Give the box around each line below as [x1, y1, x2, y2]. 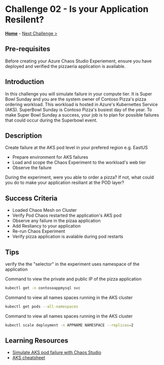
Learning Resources [5, 336, 68, 345]
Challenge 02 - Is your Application [5, 3, 149, 15]
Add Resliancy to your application [12, 223, 81, 229]
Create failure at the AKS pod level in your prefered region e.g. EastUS [5, 145, 148, 151]
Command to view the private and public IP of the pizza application [5, 276, 142, 282]
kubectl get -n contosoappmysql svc [5, 286, 81, 291]
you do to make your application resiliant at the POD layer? [5, 180, 124, 185]
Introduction [5, 78, 44, 86]
